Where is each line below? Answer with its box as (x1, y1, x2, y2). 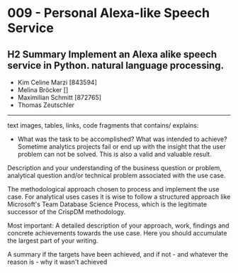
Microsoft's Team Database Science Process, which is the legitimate (7, 200, 208, 208)
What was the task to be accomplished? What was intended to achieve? (17, 135, 228, 143)
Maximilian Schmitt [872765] (17, 94, 101, 101)
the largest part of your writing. (7, 236, 98, 245)
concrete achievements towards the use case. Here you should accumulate (7, 229, 227, 237)
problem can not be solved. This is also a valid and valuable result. (17, 150, 212, 158)
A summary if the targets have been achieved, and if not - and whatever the (7, 250, 229, 258)
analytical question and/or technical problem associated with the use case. (7, 172, 226, 179)
